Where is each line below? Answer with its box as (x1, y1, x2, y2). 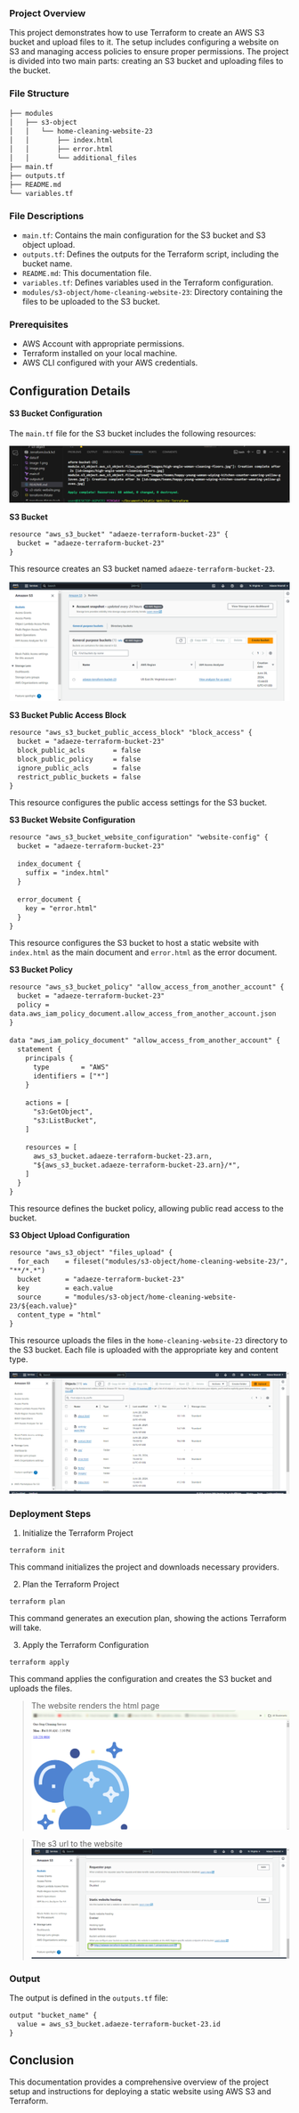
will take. (9, 1622, 42, 1633)
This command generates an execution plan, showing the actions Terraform (9, 1613, 287, 1624)
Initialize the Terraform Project (21, 1528, 133, 1538)
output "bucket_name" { (9, 2011, 98, 2019)
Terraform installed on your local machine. (21, 348, 178, 359)
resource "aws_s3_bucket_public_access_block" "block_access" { (9, 728, 253, 737)
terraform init (9, 1546, 66, 1555)
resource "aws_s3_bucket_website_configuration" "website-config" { (9, 832, 269, 842)
